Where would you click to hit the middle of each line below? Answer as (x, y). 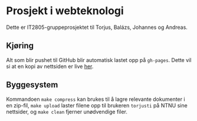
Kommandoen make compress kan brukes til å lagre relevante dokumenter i (96, 99)
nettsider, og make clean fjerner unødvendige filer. (67, 112)
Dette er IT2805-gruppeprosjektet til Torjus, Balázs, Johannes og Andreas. (97, 27)
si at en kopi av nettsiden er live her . (50, 66)
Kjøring (20, 46)
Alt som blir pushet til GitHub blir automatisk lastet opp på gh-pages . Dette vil (99, 60)
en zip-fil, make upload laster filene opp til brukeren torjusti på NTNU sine (97, 105)
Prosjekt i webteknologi (65, 11)
